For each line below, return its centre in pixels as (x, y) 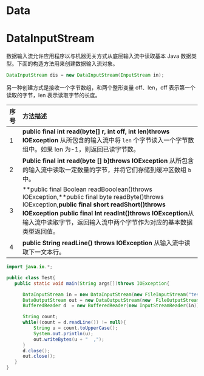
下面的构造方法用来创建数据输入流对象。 (67, 64)
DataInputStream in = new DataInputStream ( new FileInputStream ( (105, 294)
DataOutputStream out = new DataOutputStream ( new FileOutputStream (111, 300)
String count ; (40, 317)
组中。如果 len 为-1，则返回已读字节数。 (81, 149)
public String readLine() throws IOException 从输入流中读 (106, 243)
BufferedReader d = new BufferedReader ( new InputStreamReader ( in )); (112, 306)
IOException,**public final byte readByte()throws (93, 197)
